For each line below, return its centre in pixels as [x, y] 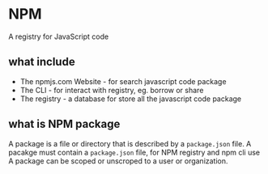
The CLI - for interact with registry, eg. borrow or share [112, 90]
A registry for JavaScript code [59, 36]
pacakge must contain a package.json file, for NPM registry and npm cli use [134, 152]
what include [42, 62]
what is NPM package [64, 124]
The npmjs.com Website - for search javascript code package [123, 81]
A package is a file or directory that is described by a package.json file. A [130, 143]
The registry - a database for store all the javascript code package [131, 99]
